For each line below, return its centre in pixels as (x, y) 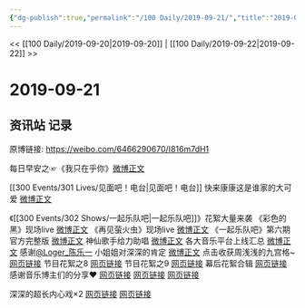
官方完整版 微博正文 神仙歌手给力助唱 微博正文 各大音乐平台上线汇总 (137, 240)
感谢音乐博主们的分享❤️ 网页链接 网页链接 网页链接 (104, 274)
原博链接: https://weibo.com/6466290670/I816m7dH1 (109, 149)
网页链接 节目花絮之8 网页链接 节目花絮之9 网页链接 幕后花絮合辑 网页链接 (148, 263)
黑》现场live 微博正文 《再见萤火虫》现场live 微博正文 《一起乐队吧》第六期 (150, 229)
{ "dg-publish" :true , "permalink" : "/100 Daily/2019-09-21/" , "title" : (140, 18)
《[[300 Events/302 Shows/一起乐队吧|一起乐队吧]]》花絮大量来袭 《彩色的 (148, 217)
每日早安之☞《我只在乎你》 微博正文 (77, 168)
